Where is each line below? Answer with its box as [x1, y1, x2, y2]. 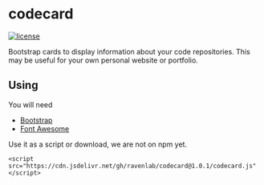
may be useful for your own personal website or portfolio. [8, 55, 198, 65]
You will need [8, 99, 53, 109]
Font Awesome [19, 123, 70, 133]
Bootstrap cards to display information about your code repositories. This [8, 46, 250, 56]
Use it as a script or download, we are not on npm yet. [8, 139, 187, 149]
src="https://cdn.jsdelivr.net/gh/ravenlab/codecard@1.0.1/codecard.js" [8, 162, 257, 170]
